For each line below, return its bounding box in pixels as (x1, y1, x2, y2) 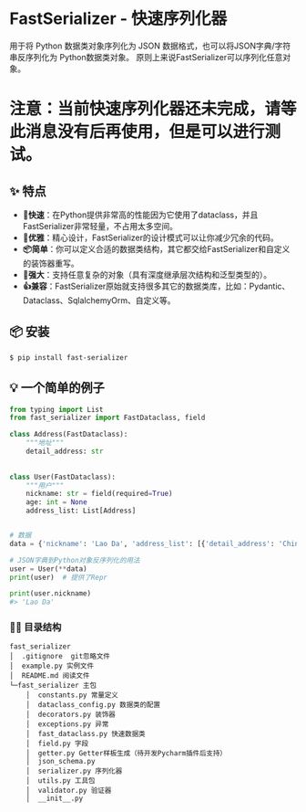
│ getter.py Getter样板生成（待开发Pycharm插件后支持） (25, 749, 228, 758)
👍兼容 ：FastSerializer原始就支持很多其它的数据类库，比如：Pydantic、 (22, 280, 291, 291)
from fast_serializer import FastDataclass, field (9, 413, 206, 423)
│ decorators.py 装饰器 (25, 710, 117, 720)
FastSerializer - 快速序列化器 (9, 8, 228, 29)
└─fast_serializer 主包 (9, 681, 97, 691)
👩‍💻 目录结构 (9, 621, 62, 634)
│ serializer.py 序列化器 (25, 766, 123, 776)
